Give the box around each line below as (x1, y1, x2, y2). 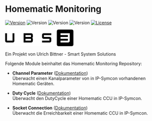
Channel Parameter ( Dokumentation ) (12, 70, 89, 76)
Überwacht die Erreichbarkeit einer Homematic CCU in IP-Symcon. (12, 110, 148, 116)
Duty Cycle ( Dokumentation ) (12, 90, 71, 96)
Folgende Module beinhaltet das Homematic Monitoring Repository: (5, 60, 142, 66)
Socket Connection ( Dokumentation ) (12, 105, 88, 111)
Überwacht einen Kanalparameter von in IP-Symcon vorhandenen (12, 75, 146, 81)
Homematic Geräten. (12, 80, 55, 87)
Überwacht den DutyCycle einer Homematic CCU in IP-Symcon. (12, 95, 142, 101)
